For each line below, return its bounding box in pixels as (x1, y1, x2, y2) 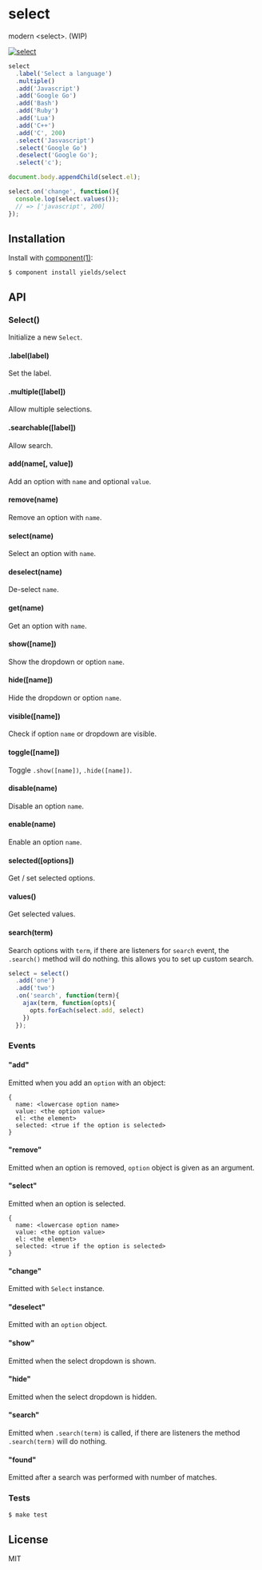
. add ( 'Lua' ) (15, 114, 56, 122)
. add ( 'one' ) (15, 976, 56, 985)
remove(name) (8, 495, 58, 504)
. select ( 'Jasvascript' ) (15, 137, 94, 145)
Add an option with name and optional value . (8, 476, 152, 486)
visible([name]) (8, 711, 61, 721)
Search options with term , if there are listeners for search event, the (8, 945, 229, 955)
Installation (8, 232, 65, 245)
